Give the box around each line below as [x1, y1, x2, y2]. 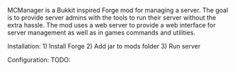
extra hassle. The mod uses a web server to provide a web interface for [7, 21, 216, 29]
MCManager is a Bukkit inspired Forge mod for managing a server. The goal [7, 6, 229, 14]
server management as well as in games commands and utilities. [7, 28, 196, 37]
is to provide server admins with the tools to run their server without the [7, 13, 217, 22]
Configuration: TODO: [7, 56, 71, 64]
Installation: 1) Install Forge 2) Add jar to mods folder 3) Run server [7, 42, 201, 50]
